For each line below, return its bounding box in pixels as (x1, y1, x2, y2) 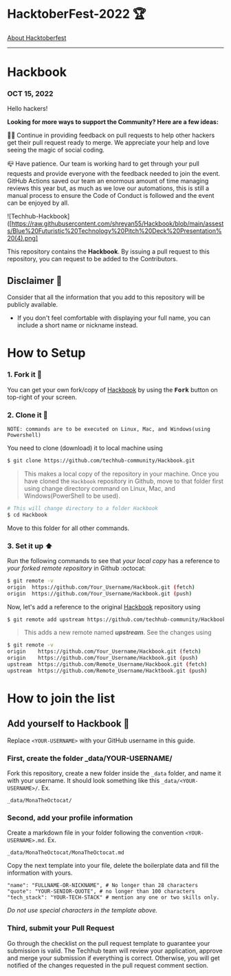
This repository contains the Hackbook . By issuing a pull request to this (7, 247, 210, 256)
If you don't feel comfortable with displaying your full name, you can (16, 314, 211, 322)
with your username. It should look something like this (7, 777, 160, 785)
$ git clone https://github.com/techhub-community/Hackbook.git (7, 457, 195, 465)
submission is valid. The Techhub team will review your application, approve (7, 946, 223, 955)
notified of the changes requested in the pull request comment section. (7, 961, 208, 969)
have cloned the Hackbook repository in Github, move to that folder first (23, 477, 223, 485)
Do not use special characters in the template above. (7, 906, 158, 915)
